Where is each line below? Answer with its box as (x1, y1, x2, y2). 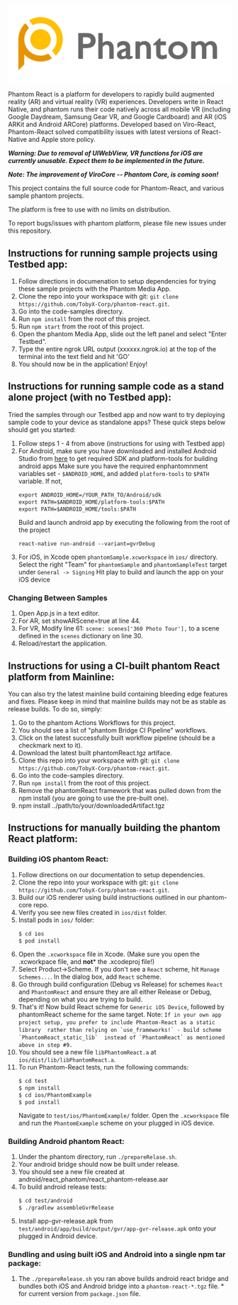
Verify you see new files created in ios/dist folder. (18, 908, 167, 916)
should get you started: (8, 425, 76, 434)
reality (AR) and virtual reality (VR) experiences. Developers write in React (8, 98, 224, 106)
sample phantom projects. (8, 191, 84, 200)
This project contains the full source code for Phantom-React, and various (8, 184, 225, 193)
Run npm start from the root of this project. (18, 322, 144, 331)
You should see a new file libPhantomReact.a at (18, 1048, 157, 1056)
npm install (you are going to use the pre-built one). (18, 794, 169, 802)
